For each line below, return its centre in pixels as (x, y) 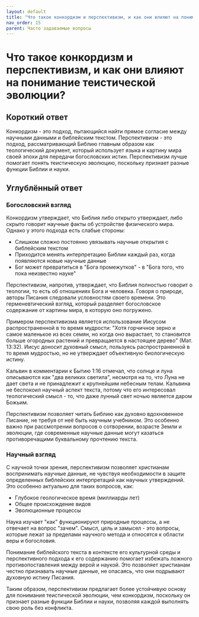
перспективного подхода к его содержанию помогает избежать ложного (99, 559)
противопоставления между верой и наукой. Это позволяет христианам (98, 565)
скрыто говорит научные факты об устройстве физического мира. (90, 224)
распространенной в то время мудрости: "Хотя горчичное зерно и (91, 327)
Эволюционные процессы (48, 510)
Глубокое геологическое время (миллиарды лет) (77, 498)
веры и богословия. (31, 541)
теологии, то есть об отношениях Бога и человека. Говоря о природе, (95, 291)
